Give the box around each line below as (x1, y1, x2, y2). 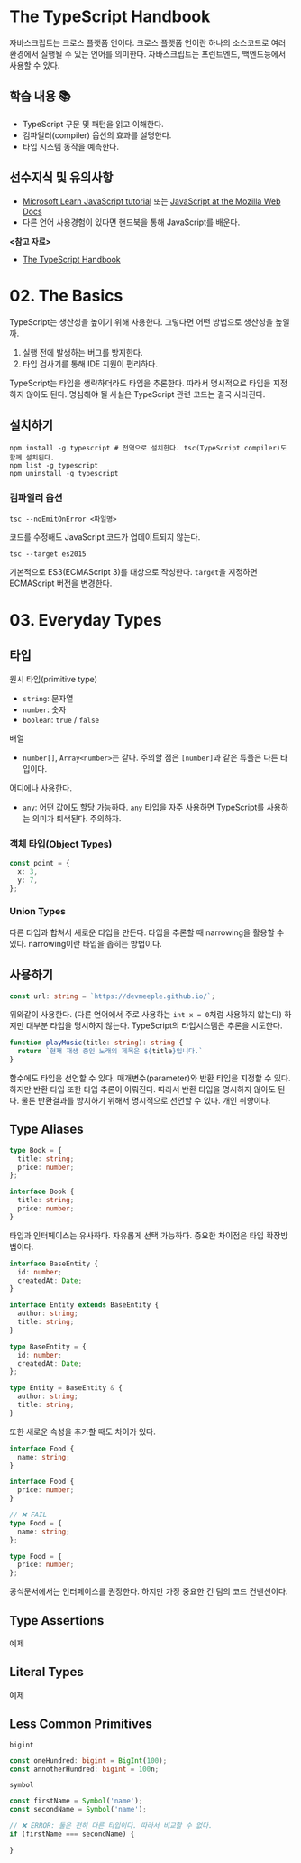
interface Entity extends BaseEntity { (9, 1301, 160, 1310)
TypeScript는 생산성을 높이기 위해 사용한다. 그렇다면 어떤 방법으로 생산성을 (9, 316, 273, 327)
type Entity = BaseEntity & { (9, 1384, 123, 1393)
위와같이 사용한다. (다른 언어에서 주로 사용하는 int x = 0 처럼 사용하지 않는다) (9, 1009, 282, 1020)
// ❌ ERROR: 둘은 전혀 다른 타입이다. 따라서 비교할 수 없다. (9, 1821, 214, 1831)
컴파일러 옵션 (9, 492, 63, 505)
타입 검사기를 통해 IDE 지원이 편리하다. (22, 358, 158, 369)
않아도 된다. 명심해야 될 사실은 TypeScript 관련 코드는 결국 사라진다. (25, 388, 266, 399)
